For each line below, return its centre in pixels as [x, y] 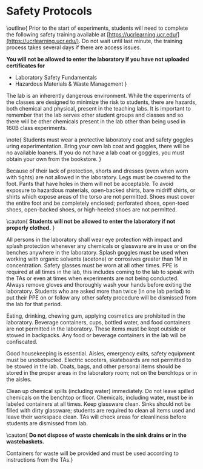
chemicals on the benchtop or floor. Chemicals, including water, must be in [100, 397]
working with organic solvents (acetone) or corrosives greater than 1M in [97, 259]
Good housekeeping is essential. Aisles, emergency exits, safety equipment [101, 353]
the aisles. [19, 379]
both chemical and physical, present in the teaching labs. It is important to [98, 108]
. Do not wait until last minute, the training [131, 41]
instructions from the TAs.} [40, 459]
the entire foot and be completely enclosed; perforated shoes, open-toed [98, 203]
